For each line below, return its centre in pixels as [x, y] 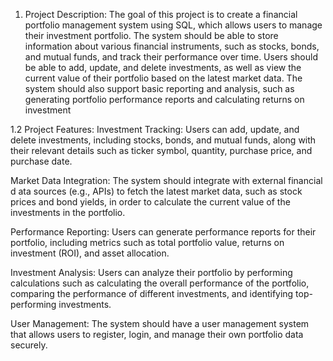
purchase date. [41, 161]
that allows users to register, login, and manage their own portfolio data [157, 334]
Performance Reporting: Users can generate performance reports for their [163, 232]
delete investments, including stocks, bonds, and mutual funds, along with [163, 140]
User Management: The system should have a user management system [160, 323]
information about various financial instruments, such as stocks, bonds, [172, 46]
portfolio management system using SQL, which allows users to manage [173, 25]
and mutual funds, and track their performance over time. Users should [171, 57]
